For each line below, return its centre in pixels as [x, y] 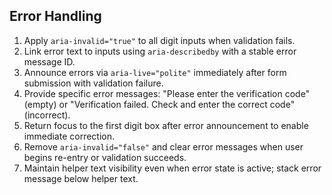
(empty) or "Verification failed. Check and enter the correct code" [159, 104]
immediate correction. [69, 136]
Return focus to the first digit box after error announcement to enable [166, 125]
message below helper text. [81, 178]
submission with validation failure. [93, 83]
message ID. [49, 61]
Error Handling [55, 16]
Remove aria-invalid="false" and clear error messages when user [163, 146]
